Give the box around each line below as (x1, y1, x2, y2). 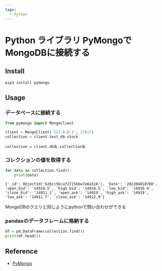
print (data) (14, 173, 39, 178)
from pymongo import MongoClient (5, 121, 74, 126)
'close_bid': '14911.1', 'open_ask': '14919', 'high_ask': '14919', (5, 190, 149, 195)
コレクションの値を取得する (5, 156, 71, 163)
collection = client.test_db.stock (5, 134, 79, 139)
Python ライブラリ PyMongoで (5, 35, 132, 46)
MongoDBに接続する (5, 47, 90, 58)
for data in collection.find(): (5, 168, 72, 173)
